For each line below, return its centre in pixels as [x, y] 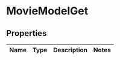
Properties [27, 33]
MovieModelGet [47, 11]
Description [70, 50]
